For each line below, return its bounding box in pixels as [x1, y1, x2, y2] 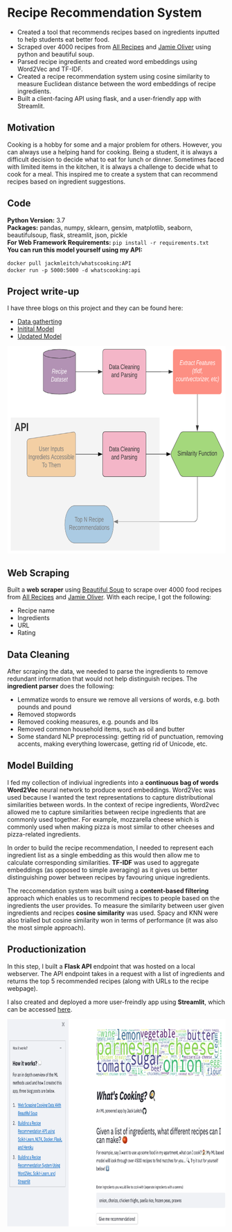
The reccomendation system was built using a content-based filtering [7, 886, 209, 895]
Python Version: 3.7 [7, 216, 66, 224]
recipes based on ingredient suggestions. [7, 177, 126, 186]
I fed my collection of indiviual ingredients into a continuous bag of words [7, 778, 220, 786]
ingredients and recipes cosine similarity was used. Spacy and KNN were [7, 909, 218, 917]
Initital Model [17, 325, 55, 333]
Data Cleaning [7, 649, 70, 660]
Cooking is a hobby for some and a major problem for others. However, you [7, 140, 222, 149]
